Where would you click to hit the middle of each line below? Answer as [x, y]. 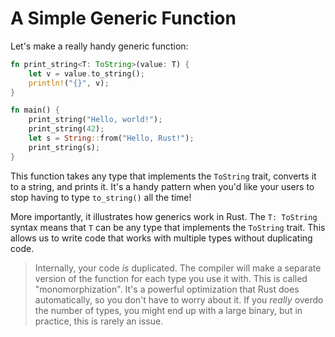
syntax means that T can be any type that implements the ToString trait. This [168, 227]
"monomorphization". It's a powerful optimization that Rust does [167, 289]
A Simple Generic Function [123, 18]
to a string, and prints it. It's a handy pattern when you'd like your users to [162, 186]
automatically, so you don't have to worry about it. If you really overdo [179, 299]
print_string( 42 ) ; [66, 129]
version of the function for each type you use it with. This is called [171, 278]
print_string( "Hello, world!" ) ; [95, 120]
